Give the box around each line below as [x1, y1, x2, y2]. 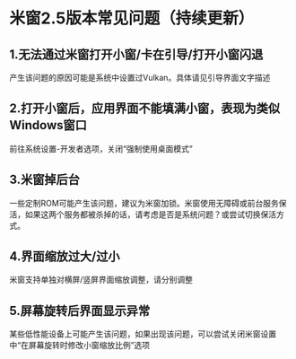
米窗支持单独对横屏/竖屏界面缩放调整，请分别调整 [9, 275, 194, 285]
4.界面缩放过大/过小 [9, 249, 120, 265]
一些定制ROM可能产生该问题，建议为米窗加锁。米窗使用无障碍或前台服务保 [9, 197, 287, 208]
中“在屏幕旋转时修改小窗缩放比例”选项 [9, 340, 151, 351]
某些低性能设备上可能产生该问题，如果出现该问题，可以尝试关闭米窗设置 [9, 328, 276, 339]
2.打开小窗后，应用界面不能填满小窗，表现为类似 [9, 101, 281, 117]
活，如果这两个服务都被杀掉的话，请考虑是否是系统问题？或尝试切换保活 [9, 208, 276, 220]
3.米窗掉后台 [9, 172, 81, 188]
